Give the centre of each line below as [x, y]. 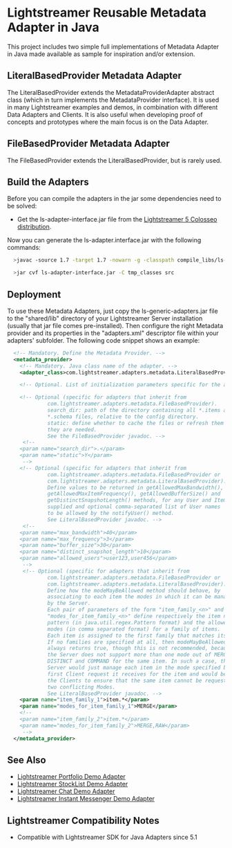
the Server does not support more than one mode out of [129, 655]
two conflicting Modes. [81, 687]
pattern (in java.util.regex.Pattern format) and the [126, 622]
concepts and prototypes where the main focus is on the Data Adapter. [108, 122]
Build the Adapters [48, 182]
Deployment [34, 295]
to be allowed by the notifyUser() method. [111, 514]
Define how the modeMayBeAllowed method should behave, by [134, 590]
